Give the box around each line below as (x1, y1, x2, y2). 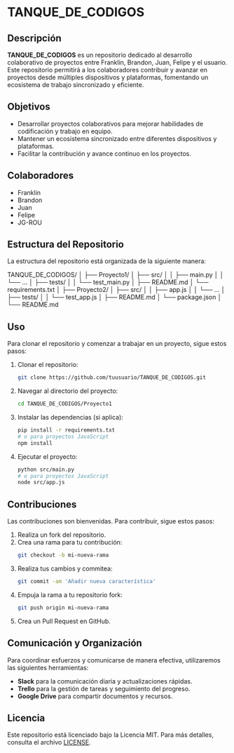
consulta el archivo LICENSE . (7, 738, 91, 747)
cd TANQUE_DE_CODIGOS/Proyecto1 (17, 401, 112, 408)
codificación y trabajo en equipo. (17, 127, 113, 135)
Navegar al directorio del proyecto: (17, 387, 118, 395)
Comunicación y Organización (7, 637, 142, 649)
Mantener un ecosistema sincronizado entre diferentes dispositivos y (17, 134, 217, 142)
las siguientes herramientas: (7, 663, 89, 672)
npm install (17, 439, 53, 446)
